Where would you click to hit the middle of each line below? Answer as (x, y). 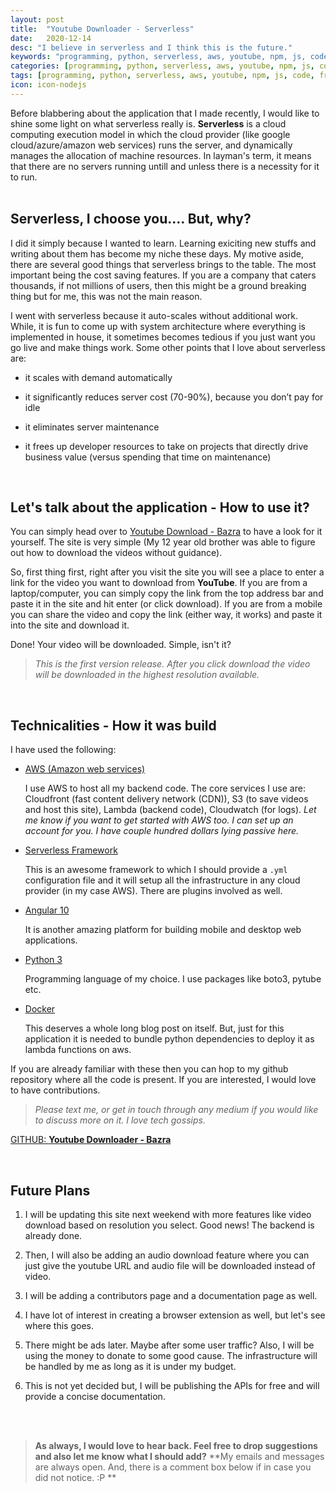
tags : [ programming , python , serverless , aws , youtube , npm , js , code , (162, 76)
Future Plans (50, 1190)
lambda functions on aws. (78, 1050)
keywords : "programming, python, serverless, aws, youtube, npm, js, (158, 57)
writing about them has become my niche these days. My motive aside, (157, 253)
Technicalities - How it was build (113, 725)
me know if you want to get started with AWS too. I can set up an (159, 820)
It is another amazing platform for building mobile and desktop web (163, 930)
